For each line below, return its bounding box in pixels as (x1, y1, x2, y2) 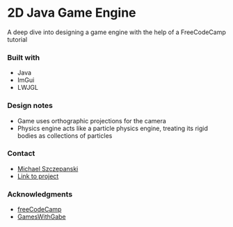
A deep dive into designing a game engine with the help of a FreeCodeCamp (7, 28, 226, 36)
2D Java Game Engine (7, 5, 136, 21)
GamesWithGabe (17, 212, 66, 221)
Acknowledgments (7, 189, 73, 199)
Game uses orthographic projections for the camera (17, 116, 167, 125)
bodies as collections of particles (17, 131, 113, 140)
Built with (7, 52, 40, 62)
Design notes (7, 101, 54, 111)
